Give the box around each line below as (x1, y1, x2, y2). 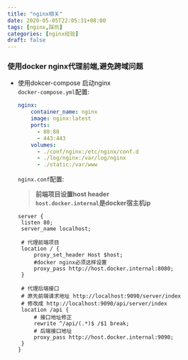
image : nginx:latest (31, 115, 92, 123)
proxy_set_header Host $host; (33, 252, 123, 259)
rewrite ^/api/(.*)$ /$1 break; (33, 320, 130, 327)
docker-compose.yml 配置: (17, 88, 90, 96)
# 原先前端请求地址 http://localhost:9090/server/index (21, 293, 181, 300)
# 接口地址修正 (33, 314, 72, 321)
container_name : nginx (31, 108, 98, 116)
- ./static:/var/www (36, 161, 98, 169)
